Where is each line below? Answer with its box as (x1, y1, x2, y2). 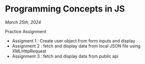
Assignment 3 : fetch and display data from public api (12, 53, 118, 59)
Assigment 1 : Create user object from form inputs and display (12, 38, 135, 44)
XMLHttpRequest (12, 48, 47, 54)
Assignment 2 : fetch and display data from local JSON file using (12, 43, 141, 49)
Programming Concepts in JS (5, 3, 125, 14)
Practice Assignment (5, 28, 47, 34)
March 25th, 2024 (5, 19, 41, 25)
